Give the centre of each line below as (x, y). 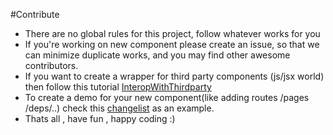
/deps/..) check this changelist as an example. (119, 108)
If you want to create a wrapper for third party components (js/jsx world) (174, 76)
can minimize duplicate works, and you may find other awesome (157, 55)
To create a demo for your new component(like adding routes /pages (167, 97)
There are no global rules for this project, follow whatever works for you (172, 33)
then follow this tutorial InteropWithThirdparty (118, 87)
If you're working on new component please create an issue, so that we (172, 44)
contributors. (51, 65)
